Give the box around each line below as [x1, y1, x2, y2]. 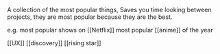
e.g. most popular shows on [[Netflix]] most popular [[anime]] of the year [7, 26, 214, 34]
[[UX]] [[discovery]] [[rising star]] [7, 39, 101, 47]
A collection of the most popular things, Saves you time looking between [7, 6, 212, 13]
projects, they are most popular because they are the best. [7, 13, 173, 21]
